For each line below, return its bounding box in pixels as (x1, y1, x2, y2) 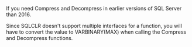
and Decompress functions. (6, 35, 73, 41)
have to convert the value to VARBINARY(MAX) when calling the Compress (6, 28, 186, 35)
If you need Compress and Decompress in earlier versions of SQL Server (6, 5, 182, 12)
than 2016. (6, 11, 32, 18)
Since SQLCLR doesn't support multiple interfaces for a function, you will (6, 23, 183, 29)
